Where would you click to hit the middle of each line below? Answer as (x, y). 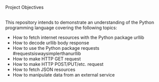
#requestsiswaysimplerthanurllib (47, 53)
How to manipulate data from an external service (64, 75)
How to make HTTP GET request (47, 59)
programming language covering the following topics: (61, 28)
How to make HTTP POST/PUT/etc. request (58, 64)
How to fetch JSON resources (44, 69)
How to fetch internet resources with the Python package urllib (78, 37)
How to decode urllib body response (51, 43)
